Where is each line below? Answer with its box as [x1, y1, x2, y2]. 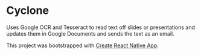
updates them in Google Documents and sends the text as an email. [6, 30, 174, 37]
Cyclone [6, 4, 49, 18]
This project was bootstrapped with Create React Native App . [6, 42, 159, 49]
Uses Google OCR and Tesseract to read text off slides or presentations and [6, 24, 195, 31]
